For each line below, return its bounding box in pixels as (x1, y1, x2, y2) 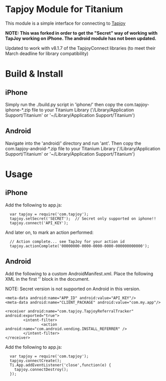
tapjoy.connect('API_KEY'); (10, 220, 69, 225)
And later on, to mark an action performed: (5, 229, 94, 235)
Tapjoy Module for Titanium (5, 4, 123, 15)
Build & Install (5, 68, 63, 80)
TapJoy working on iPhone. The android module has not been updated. (5, 35, 157, 41)
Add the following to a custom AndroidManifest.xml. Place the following (5, 271, 153, 277)
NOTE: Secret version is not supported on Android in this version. (5, 286, 141, 292)
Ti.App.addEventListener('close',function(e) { (10, 362, 112, 367)
